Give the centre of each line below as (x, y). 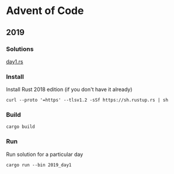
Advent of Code (45, 11)
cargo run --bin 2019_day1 (39, 165)
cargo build (20, 127)
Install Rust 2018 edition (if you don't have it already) (69, 89)
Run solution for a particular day (45, 154)
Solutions (20, 49)
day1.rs (15, 61)
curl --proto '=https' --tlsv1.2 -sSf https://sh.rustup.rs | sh (87, 100)
